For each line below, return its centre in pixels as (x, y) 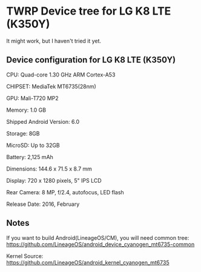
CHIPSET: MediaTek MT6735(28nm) (51, 86)
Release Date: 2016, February (43, 204)
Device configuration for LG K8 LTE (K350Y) (91, 60)
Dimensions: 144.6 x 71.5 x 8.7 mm (49, 169)
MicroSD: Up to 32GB (33, 145)
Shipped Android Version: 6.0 (43, 121)
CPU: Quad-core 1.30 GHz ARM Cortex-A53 (61, 75)
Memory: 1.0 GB (26, 110)
